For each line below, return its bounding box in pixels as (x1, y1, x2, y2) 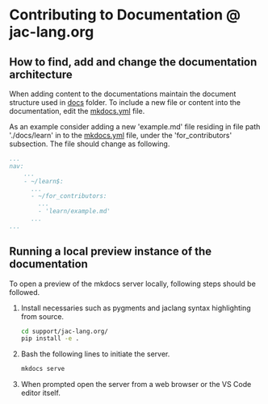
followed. (9, 287, 40, 297)
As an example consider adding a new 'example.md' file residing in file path (9, 122, 261, 131)
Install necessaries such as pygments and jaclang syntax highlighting (20, 303, 251, 313)
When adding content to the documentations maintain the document (9, 89, 237, 99)
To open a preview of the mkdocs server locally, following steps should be (9, 279, 257, 288)
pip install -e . (20, 335, 80, 343)
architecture (9, 67, 73, 82)
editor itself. (20, 388, 61, 398)
